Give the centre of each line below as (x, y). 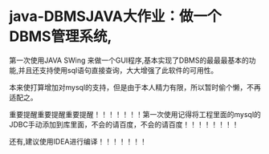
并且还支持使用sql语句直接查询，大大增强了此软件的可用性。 (118, 70)
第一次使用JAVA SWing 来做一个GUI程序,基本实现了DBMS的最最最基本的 (129, 60)
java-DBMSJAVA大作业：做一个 (115, 16)
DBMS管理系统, (61, 36)
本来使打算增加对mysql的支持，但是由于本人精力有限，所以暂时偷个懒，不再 (135, 87)
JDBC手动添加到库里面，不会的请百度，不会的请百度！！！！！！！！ (124, 124)
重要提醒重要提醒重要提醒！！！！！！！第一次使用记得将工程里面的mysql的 (135, 114)
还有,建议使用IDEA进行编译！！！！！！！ (78, 141)
